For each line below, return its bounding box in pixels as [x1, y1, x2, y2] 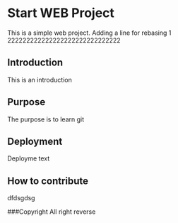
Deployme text [7, 154, 50, 163]
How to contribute [7, 175, 89, 187]
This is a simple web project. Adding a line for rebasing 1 [7, 28, 172, 37]
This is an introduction [7, 75, 72, 84]
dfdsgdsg [7, 194, 35, 202]
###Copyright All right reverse [7, 207, 96, 216]
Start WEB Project [7, 5, 115, 21]
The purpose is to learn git [7, 115, 85, 124]
